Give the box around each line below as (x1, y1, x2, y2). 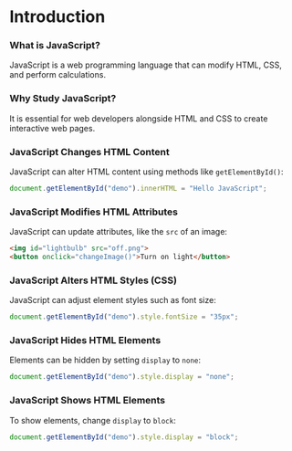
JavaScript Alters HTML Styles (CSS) (9, 274, 178, 287)
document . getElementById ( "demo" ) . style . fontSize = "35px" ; (9, 312, 239, 321)
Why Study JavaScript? (9, 92, 117, 105)
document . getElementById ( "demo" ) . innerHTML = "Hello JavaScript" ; (9, 184, 267, 194)
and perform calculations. (9, 69, 107, 80)
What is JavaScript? (9, 39, 100, 52)
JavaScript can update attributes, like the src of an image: (9, 226, 228, 237)
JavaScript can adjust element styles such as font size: (9, 295, 216, 306)
